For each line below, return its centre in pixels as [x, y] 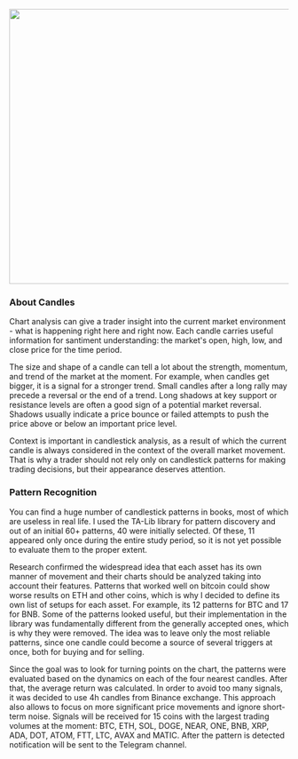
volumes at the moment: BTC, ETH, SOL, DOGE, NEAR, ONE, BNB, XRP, [139, 725]
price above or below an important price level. [93, 424]
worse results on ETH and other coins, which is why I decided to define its [145, 595]
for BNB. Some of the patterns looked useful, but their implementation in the [148, 614]
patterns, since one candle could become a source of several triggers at [141, 642]
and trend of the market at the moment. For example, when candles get [139, 377]
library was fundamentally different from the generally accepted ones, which [149, 623]
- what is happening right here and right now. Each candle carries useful [141, 331]
